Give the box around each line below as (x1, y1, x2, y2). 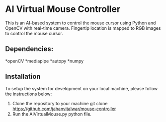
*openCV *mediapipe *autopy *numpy (5, 58, 84, 64)
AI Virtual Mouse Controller (5, 3, 121, 15)
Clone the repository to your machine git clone (12, 100, 108, 106)
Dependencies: (5, 45, 54, 53)
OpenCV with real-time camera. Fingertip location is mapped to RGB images (5, 25, 161, 31)
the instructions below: (5, 91, 52, 97)
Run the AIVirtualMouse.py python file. (12, 111, 92, 117)
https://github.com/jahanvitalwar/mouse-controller (12, 106, 116, 112)
